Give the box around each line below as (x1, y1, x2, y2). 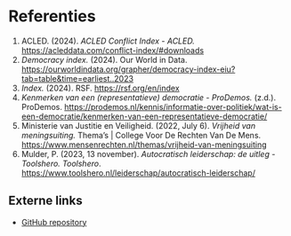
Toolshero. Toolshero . (20, 158, 101, 169)
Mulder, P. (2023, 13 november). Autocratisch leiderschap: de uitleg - (20, 148, 276, 159)
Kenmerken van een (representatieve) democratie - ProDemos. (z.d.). (20, 91, 277, 103)
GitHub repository (20, 216, 87, 227)
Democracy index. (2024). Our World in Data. (20, 54, 188, 65)
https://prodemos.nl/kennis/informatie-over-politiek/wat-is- (64, 101, 282, 112)
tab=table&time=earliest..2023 (20, 73, 134, 83)
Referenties (8, 6, 96, 27)
